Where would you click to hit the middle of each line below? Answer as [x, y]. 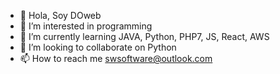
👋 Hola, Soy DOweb [60, 15]
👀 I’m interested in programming [86, 26]
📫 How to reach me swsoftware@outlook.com [116, 58]
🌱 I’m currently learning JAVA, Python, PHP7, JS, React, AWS [144, 36]
